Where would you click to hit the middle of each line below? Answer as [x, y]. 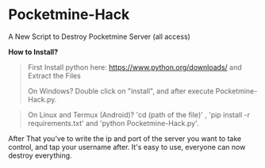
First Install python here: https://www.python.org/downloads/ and [134, 67]
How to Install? [33, 52]
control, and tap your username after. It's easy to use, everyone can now [127, 147]
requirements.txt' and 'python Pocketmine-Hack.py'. [113, 123]
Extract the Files [54, 75]
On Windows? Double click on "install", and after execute [121, 91]
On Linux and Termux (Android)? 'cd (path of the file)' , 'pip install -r [138, 115]
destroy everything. [40, 155]
